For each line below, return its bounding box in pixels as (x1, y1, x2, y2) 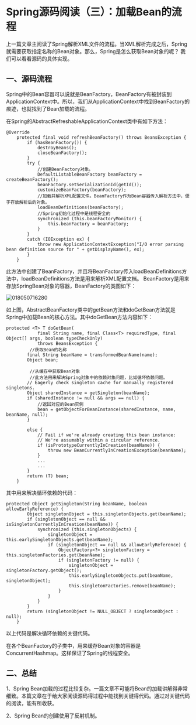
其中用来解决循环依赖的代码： (6, 489, 78, 496)
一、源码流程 (6, 74, 52, 84)
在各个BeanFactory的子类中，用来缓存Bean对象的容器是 (6, 642, 141, 649)
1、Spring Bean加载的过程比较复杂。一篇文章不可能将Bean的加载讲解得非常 (6, 685, 188, 692)
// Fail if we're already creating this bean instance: (37, 432, 176, 438)
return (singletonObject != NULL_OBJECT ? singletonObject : (27, 608, 179, 614)
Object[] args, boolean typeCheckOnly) (6, 335, 103, 341)
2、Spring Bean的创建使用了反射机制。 (6, 712, 100, 719)
